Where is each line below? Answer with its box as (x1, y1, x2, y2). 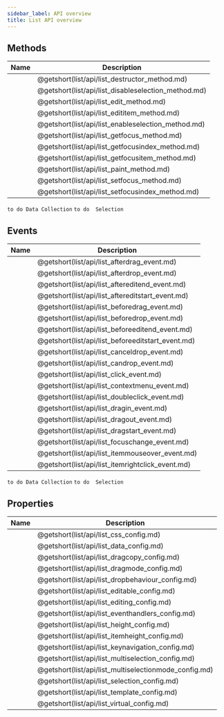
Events (7, 224, 38, 236)
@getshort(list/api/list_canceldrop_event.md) (37, 347, 184, 357)
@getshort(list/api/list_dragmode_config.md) (37, 563, 183, 573)
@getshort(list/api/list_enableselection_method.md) (37, 119, 205, 129)
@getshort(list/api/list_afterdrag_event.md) (37, 257, 177, 267)
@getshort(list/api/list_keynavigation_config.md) (37, 642, 195, 652)
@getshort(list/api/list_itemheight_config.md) (37, 631, 185, 641)
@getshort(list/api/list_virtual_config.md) (37, 698, 169, 708)
